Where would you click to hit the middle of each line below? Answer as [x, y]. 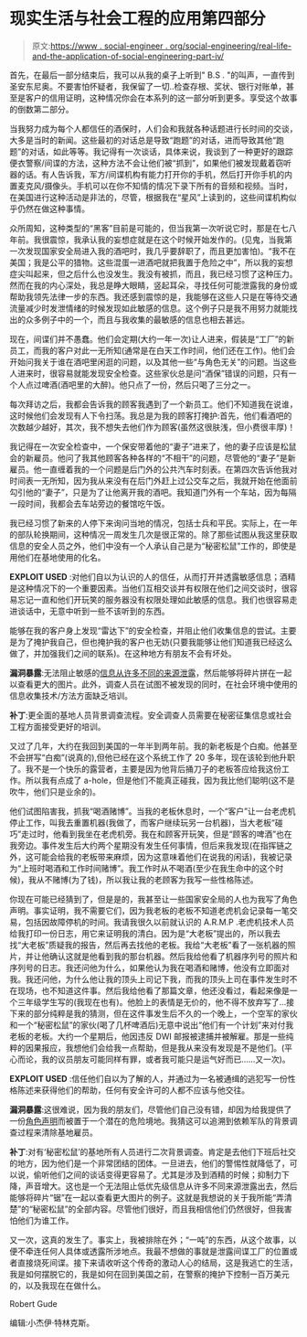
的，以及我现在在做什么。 [58, 1285]
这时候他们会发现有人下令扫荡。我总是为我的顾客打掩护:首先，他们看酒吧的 [151, 415]
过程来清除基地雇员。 [57, 1132]
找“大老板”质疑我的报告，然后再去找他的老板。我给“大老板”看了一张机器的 [148, 945]
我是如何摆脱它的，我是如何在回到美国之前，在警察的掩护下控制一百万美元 [149, 1274]
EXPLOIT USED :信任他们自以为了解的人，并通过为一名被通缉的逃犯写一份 [148, 1078]
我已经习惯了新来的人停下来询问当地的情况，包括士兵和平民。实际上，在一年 [153, 523]
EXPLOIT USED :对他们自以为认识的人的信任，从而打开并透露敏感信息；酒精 [153, 576]
